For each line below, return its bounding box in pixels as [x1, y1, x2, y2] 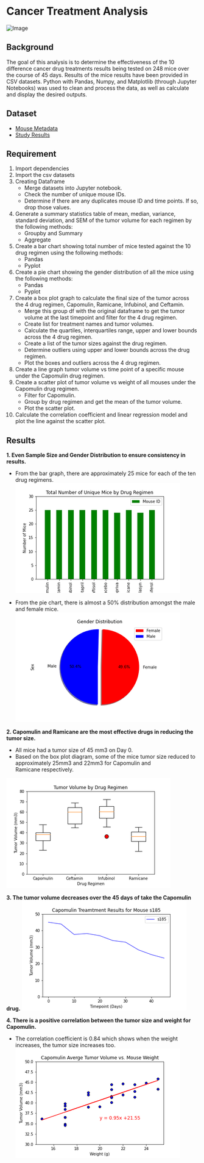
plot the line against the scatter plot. [15, 418, 106, 425]
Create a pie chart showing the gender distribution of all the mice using [15, 268, 194, 276]
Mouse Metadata [15, 124, 58, 132]
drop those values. [24, 204, 71, 211]
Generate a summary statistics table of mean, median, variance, [15, 210, 176, 218]
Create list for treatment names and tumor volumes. [24, 320, 154, 327]
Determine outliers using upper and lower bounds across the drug [24, 346, 190, 354]
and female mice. [15, 606, 59, 613]
